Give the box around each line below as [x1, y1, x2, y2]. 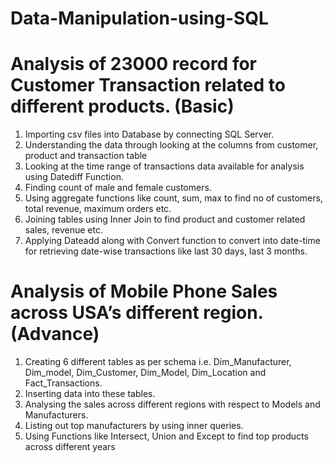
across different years [24, 441, 116, 453]
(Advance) [10, 323, 100, 346]
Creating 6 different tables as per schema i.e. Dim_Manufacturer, [24, 356, 292, 368]
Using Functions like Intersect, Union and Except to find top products [24, 430, 309, 442]
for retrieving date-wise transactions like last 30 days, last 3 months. [24, 245, 308, 257]
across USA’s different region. [10, 302, 264, 324]
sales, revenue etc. [24, 224, 103, 236]
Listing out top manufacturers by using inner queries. [24, 420, 244, 432]
